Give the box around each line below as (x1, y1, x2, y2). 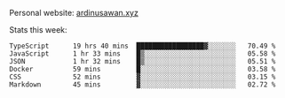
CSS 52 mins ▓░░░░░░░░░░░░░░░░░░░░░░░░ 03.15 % (9, 72, 276, 81)
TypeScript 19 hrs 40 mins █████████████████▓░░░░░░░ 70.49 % (9, 41, 276, 50)
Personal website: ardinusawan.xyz (9, 8, 139, 18)
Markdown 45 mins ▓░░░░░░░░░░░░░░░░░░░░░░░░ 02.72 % (9, 80, 276, 89)
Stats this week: (9, 25, 68, 34)
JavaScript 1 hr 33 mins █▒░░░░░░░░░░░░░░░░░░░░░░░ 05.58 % (9, 49, 276, 58)
